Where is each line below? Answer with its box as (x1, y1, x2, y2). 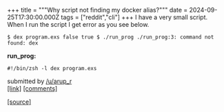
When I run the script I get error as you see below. (7, 21, 150, 28)
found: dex (7, 40, 39, 47)
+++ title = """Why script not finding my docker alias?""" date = (7, 6, 188, 14)
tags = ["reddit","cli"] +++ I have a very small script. (61, 13, 208, 21)
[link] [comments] (7, 85, 58, 92)
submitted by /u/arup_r (7, 77, 72, 85)
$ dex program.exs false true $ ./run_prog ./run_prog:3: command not (7, 34, 214, 41)
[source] (7, 98, 32, 106)
